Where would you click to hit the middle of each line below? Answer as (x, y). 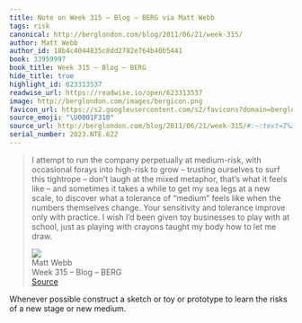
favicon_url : (34, 109)
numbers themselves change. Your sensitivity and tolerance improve (158, 207)
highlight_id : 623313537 (56, 84)
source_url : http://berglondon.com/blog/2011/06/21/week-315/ (128, 127)
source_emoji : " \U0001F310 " (62, 118)
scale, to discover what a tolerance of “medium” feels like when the (156, 197)
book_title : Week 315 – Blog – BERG (78, 68)
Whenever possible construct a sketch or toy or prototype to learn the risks (148, 299)
